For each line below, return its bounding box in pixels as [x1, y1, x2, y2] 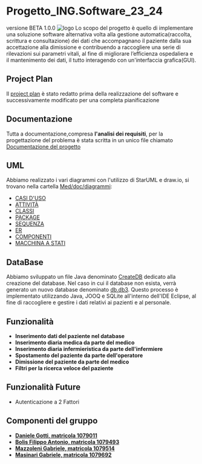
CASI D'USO [15, 195, 47, 202]
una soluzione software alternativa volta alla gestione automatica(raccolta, [6, 30, 192, 38]
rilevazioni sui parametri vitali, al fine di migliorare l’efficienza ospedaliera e [6, 50, 194, 57]
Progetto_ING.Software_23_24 [6, 4, 163, 18]
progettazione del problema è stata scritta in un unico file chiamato [6, 136, 174, 143]
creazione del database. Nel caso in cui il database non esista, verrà [6, 279, 177, 287]
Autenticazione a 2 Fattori [15, 398, 80, 405]
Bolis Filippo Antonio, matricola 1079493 [15, 438, 120, 445]
